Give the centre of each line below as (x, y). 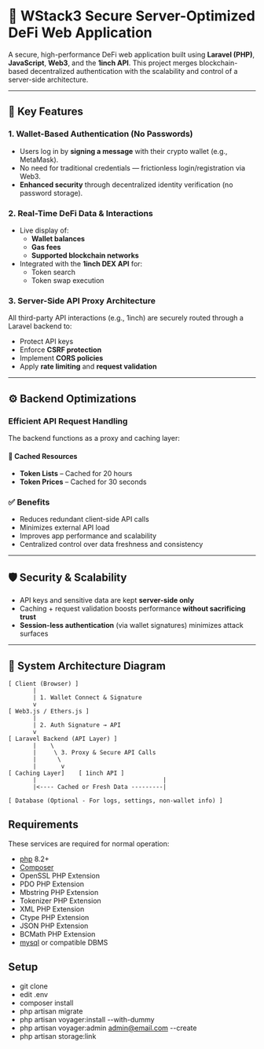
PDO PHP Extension (52, 884)
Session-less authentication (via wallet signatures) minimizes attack (131, 625)
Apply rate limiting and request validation (88, 367)
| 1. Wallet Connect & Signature (88, 698)
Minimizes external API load (64, 528)
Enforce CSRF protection (60, 350)
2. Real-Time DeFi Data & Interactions (81, 213)
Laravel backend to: (40, 326)
